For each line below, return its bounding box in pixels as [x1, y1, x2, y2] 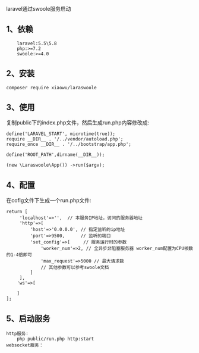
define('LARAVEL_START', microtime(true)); [6, 131, 116, 137]
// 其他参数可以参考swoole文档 [40, 264, 109, 271]
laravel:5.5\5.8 [17, 40, 58, 46]
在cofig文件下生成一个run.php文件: [6, 197, 91, 204]
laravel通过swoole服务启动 [6, 5, 71, 12]
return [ [6, 209, 28, 215]
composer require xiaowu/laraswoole [6, 85, 97, 90]
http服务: [6, 331, 29, 337]
